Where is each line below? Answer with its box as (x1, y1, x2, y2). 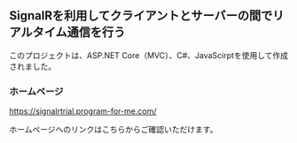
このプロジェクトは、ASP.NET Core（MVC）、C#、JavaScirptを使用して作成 (9, 49, 288, 60)
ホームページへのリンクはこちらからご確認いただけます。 (9, 124, 218, 135)
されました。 (9, 61, 56, 71)
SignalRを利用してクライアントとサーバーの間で (9, 8, 273, 24)
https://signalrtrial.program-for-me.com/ (9, 106, 157, 117)
